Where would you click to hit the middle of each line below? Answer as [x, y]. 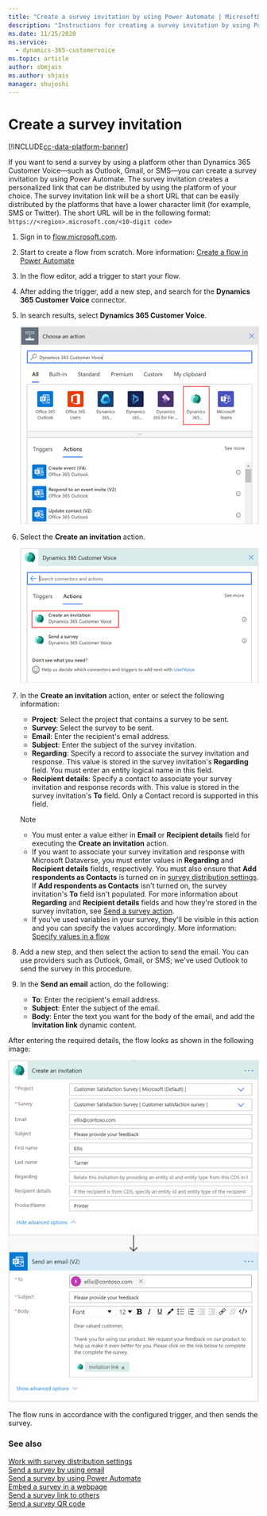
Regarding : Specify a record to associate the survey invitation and [140, 753]
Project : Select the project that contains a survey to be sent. [130, 720]
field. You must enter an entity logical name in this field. [122, 770]
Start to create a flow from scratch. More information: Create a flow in [134, 252]
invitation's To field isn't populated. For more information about [135, 894]
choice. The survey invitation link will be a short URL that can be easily [124, 196]
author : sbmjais [35, 68]
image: [19, 1049]
